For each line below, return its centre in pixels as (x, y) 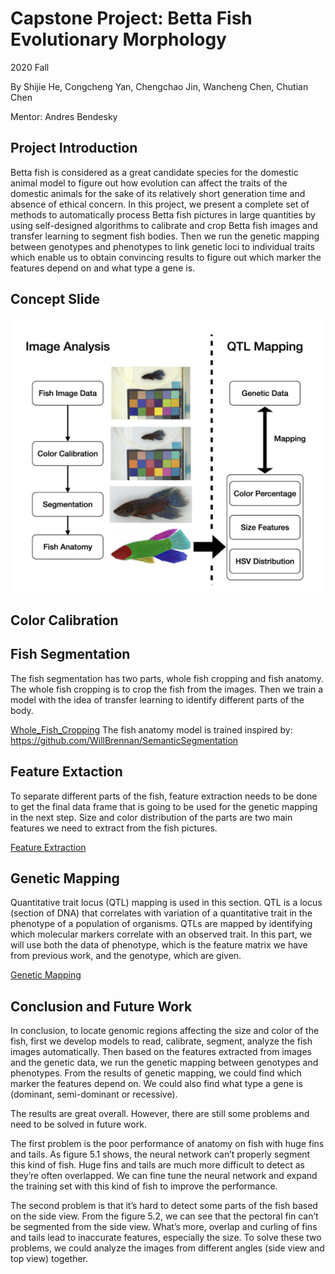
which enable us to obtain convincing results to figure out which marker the (166, 257)
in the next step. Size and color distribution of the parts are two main (151, 817)
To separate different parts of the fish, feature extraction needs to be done (164, 796)
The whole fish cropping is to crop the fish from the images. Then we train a (167, 689)
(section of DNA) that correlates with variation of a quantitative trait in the (161, 913)
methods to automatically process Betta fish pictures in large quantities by (163, 214)
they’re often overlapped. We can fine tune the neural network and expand (164, 1176)
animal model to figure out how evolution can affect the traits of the (149, 183)
